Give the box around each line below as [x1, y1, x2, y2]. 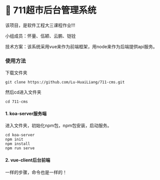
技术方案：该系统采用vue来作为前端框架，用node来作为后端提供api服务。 [5, 43, 157, 49]
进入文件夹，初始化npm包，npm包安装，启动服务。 [5, 123, 112, 129]
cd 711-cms [5, 99, 28, 105]
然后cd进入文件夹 [5, 89, 42, 96]
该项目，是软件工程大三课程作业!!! [5, 22, 75, 28]
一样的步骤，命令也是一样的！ [5, 169, 67, 175]
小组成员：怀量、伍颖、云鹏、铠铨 [5, 33, 76, 39]
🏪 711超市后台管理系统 [5, 5, 97, 16]
